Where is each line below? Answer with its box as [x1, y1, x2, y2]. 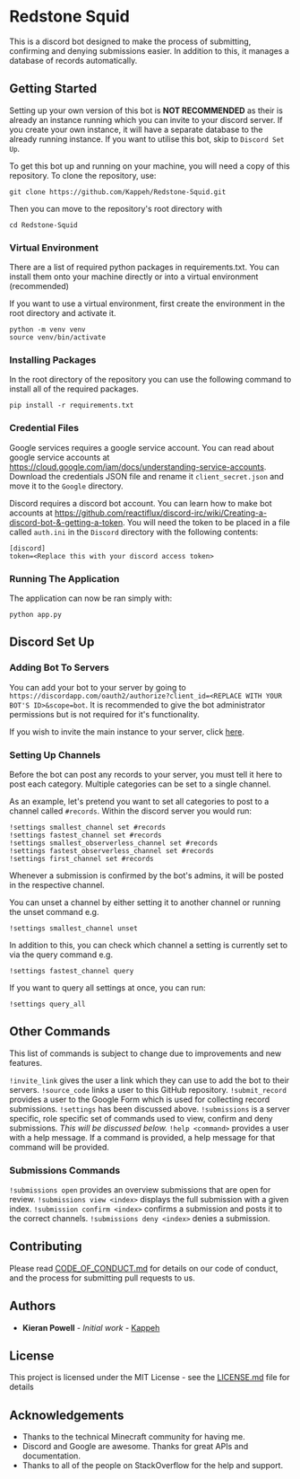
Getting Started [9, 81, 98, 96]
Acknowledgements [9, 1407, 124, 1422]
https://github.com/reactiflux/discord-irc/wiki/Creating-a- [54, 507, 267, 518]
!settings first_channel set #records [9, 854, 154, 863]
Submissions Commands [9, 1164, 121, 1176]
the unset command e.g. [9, 906, 99, 917]
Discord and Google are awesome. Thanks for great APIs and [21, 1441, 249, 1452]
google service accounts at [9, 452, 110, 462]
